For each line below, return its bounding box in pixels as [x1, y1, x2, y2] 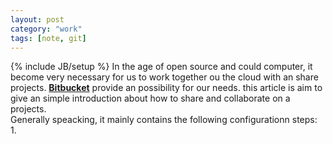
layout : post [10, 14, 65, 25]
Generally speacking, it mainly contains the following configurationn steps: [10, 114, 318, 126]
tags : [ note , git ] [10, 33, 87, 43]
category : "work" [10, 24, 83, 34]
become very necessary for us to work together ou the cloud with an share [10, 71, 319, 83]
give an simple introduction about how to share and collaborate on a [10, 92, 291, 105]
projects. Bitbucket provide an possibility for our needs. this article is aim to [10, 82, 323, 94]
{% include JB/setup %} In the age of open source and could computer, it [10, 61, 313, 73]
